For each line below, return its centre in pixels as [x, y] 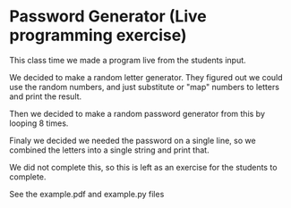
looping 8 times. [39, 123]
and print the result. [46, 96]
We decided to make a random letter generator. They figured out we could [146, 77]
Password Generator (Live [108, 17]
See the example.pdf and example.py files [87, 194]
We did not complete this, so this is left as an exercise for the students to [143, 167]
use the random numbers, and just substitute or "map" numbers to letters [145, 87]
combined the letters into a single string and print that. [109, 150]
